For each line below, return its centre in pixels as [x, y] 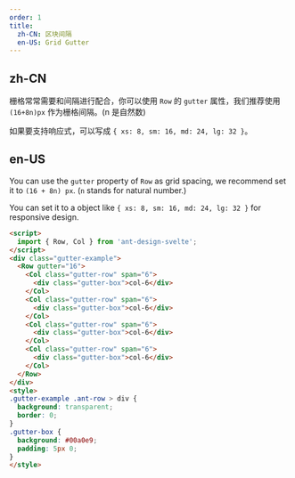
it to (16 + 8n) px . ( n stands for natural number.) [98, 190]
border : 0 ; [37, 416]
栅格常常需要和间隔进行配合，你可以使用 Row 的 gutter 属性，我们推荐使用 [145, 101]
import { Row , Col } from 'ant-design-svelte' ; [107, 241]
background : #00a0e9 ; [57, 440]
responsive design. [44, 217]
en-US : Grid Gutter [53, 42]
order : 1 [25, 17]
